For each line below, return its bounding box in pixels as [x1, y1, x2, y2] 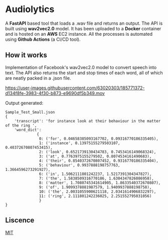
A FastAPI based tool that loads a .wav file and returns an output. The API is [5, 20, 163, 26]
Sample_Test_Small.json [5, 109, 55, 114]
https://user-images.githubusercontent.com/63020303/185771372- [5, 85, 145, 91]
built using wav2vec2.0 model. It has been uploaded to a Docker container [5, 25, 161, 31]
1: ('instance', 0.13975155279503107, [39, 140, 121, 146]
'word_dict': [14, 127, 42, 132]
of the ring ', [5, 123, 37, 128]
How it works [5, 51, 47, 59]
